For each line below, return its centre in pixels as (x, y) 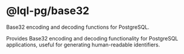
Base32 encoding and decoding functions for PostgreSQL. (78, 27)
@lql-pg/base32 (48, 11)
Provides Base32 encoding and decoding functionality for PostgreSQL (92, 38)
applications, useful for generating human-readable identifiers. (83, 45)
